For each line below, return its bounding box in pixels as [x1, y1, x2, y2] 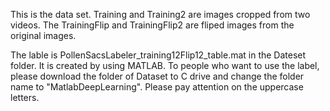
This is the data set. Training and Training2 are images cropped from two [10, 9, 311, 20]
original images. [10, 30, 77, 41]
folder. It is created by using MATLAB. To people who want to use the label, [10, 60, 320, 71]
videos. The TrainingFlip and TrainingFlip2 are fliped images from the [10, 19, 295, 31]
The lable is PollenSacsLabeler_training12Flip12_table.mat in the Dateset [10, 49, 307, 61]
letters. [10, 92, 40, 103]
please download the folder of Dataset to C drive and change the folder [10, 70, 305, 82]
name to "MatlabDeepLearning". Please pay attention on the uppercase [10, 81, 304, 93]
